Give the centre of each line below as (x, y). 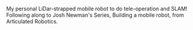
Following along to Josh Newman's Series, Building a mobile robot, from (95, 15)
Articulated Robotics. (32, 21)
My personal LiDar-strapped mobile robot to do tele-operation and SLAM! (97, 9)
